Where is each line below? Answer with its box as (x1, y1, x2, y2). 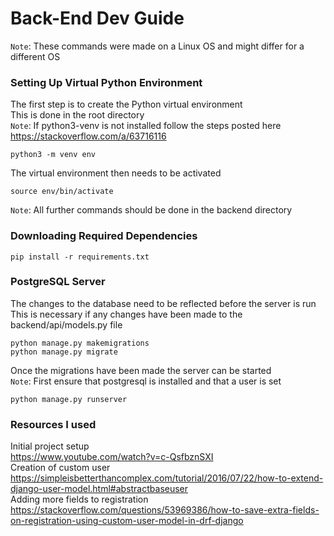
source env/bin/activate (10, 187, 114, 197)
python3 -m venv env (10, 150, 97, 160)
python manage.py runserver (10, 394, 128, 404)
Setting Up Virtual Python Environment (10, 75, 203, 89)
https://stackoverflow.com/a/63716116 (10, 130, 167, 142)
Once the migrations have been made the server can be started (10, 364, 272, 376)
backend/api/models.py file (10, 318, 123, 331)
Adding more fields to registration (10, 493, 149, 506)
